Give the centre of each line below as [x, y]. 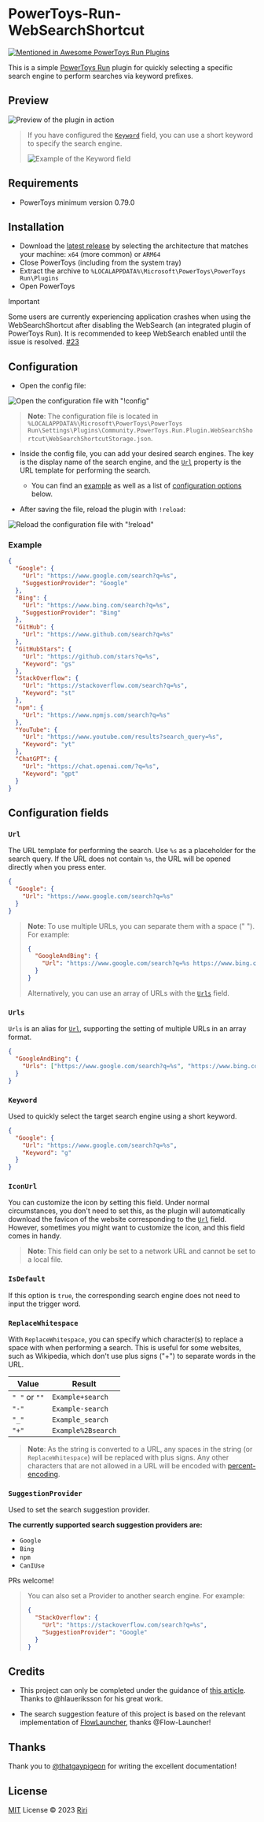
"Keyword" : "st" [49, 693]
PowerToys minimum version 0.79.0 [77, 202]
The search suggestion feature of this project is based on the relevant [132, 1714]
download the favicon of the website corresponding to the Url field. [117, 1219]
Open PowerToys [47, 286]
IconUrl [23, 1187]
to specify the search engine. [75, 143]
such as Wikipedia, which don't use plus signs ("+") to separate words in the [132, 1356]
